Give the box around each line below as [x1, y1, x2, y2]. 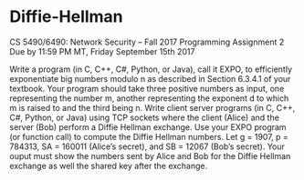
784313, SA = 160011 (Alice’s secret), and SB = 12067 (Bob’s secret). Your [9, 141, 286, 152]
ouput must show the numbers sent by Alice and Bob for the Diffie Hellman [9, 150, 291, 161]
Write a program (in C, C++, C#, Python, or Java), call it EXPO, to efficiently [9, 64, 293, 75]
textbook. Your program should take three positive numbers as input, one [9, 83, 285, 94]
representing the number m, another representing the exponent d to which [9, 93, 289, 104]
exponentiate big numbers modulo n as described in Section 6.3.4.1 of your [9, 73, 291, 84]
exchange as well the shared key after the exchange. [9, 160, 208, 171]
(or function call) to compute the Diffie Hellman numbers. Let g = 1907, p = [9, 131, 289, 142]
